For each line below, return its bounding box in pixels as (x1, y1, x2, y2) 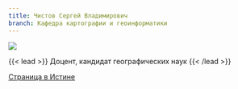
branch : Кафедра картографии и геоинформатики (8, 19, 168, 27)
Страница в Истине (8, 71, 76, 81)
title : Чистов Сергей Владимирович (8, 11, 128, 20)
